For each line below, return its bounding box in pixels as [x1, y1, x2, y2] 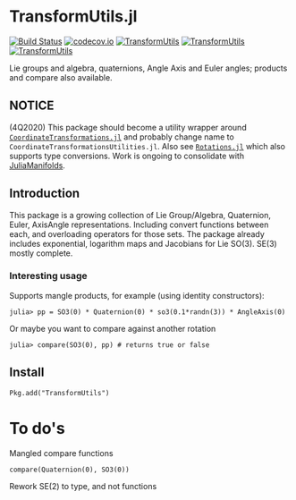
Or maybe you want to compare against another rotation [9, 323, 216, 334]
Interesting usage [9, 270, 88, 283]
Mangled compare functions [9, 447, 114, 458]
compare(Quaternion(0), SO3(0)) [9, 465, 130, 474]
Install [9, 365, 45, 380]
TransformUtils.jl [9, 6, 138, 27]
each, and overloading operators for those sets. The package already [9, 228, 266, 239]
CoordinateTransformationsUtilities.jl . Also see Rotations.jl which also [9, 140, 286, 151]
